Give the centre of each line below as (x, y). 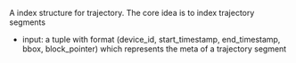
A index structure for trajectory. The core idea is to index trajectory (132, 13)
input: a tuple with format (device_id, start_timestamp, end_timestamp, (151, 39)
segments (28, 22)
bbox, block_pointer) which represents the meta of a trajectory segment (154, 49)
